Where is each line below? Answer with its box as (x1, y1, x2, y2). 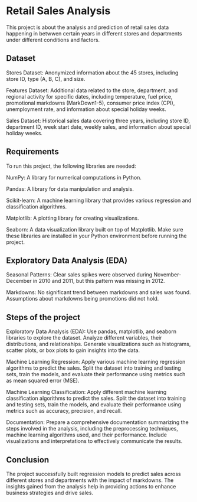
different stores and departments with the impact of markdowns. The (6, 477, 174, 484)
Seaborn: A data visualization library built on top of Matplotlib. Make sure (6, 226, 183, 233)
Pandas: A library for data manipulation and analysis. (6, 185, 134, 193)
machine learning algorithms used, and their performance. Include (6, 431, 167, 438)
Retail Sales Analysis (6, 4, 111, 18)
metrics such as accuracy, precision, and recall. (6, 408, 122, 415)
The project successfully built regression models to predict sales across (6, 471, 181, 477)
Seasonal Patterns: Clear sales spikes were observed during (6, 271, 153, 278)
